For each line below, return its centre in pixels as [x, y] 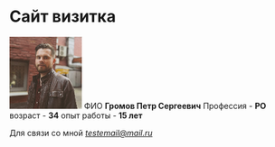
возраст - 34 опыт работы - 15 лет [76, 115]
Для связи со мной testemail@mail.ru [81, 133]
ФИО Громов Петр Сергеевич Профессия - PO [175, 106]
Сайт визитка [62, 17]
